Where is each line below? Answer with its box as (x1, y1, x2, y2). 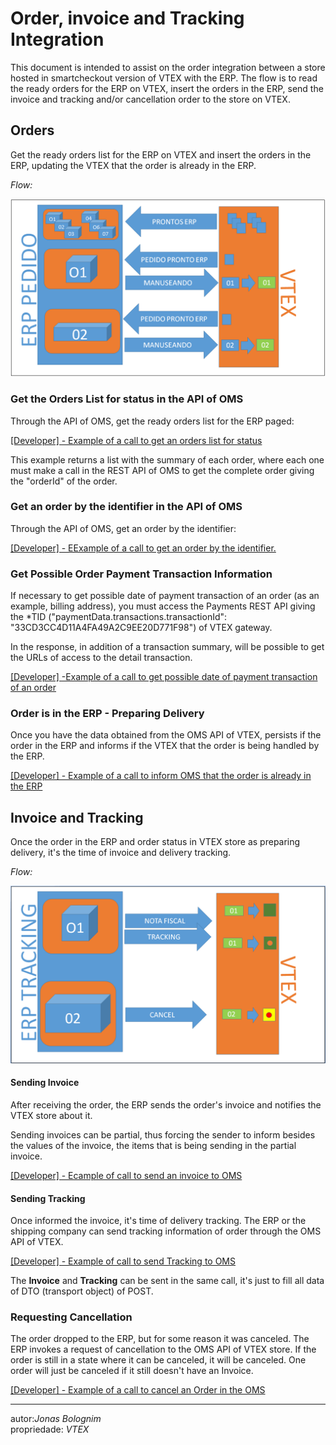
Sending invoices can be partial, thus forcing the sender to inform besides (10, 1128, 316, 1141)
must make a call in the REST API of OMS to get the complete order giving (10, 464, 315, 476)
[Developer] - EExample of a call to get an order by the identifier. (10, 542, 277, 554)
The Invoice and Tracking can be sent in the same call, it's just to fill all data (10, 1275, 325, 1287)
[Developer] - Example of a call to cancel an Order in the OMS (10, 1384, 266, 1396)
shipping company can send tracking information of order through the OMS (10, 1225, 322, 1237)
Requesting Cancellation (10, 1310, 133, 1324)
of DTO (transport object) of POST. (10, 1285, 154, 1297)
